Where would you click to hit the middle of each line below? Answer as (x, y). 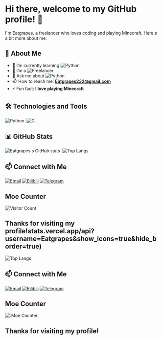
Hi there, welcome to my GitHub (71, 9)
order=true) (23, 246)
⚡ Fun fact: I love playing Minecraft (48, 89)
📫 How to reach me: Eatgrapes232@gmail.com (61, 81)
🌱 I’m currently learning (36, 65)
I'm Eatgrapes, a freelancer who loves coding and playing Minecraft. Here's (81, 33)
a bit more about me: (26, 38)
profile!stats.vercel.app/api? (50, 231)
